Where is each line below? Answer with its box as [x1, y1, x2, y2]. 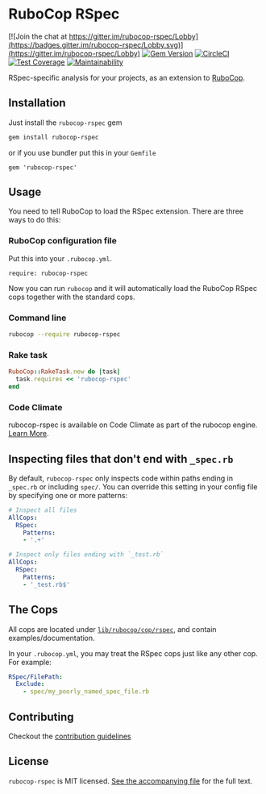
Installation [8, 96, 66, 110]
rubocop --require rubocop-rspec [8, 330, 121, 339]
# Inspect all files [8, 505, 78, 514]
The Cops [8, 603, 58, 617]
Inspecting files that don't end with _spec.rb [8, 452, 234, 466]
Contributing [8, 710, 74, 724]
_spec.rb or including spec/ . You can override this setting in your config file [8, 481, 258, 492]
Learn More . [8, 429, 50, 439]
